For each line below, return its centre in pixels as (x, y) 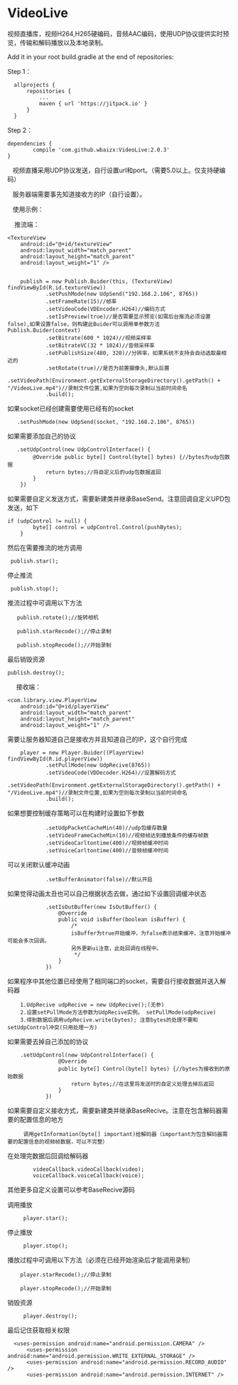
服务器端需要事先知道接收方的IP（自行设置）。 (79, 194)
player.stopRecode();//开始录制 (66, 1288)
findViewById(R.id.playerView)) (55, 759)
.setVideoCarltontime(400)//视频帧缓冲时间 (107, 843)
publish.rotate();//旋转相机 (58, 617)
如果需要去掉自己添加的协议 (48, 1041)
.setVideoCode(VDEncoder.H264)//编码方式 (105, 309)
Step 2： (20, 130)
